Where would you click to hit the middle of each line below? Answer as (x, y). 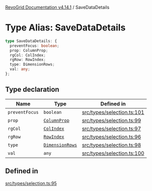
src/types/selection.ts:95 (31, 183)
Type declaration (32, 89)
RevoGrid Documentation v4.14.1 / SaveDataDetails (57, 7)
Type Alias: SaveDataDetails (65, 28)
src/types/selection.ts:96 (112, 137)
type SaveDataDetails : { (31, 41)
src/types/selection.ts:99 (112, 120)
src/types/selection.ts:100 (113, 153)
